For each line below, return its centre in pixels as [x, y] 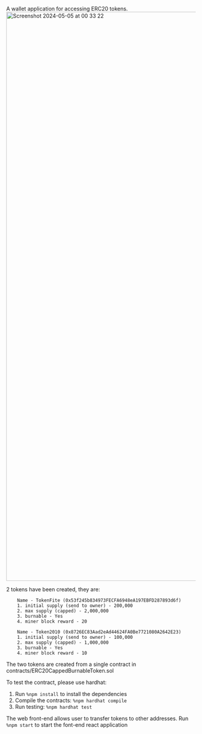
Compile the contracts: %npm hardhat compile [71, 700]
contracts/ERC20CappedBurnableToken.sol [60, 670]
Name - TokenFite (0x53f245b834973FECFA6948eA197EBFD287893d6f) [99, 600]
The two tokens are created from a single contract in [71, 664]
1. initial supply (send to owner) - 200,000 [75, 606]
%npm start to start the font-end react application [67, 725]
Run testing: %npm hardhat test [53, 707]
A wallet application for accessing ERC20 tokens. [67, 9]
